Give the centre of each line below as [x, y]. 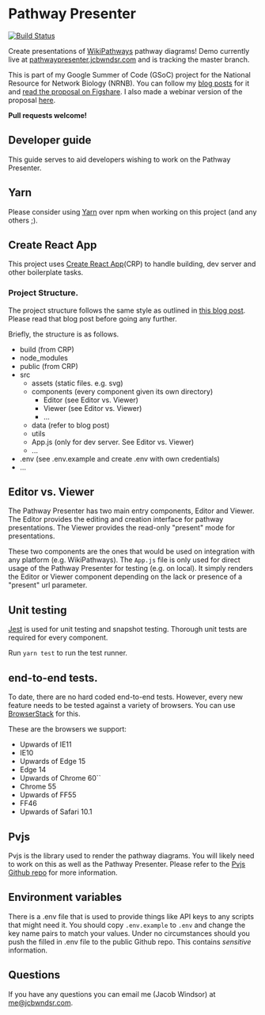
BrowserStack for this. [44, 714]
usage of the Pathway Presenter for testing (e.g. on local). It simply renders [131, 568]
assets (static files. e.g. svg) [77, 383]
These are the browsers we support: [67, 729]
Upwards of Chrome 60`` [60, 778]
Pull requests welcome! [47, 115]
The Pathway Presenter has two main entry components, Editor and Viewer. [131, 511]
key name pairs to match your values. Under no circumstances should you [129, 933]
